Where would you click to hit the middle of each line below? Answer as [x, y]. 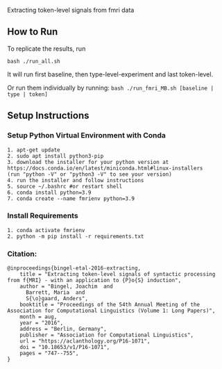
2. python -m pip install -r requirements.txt [76, 236]
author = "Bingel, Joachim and [66, 287]
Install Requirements [43, 216]
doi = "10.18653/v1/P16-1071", [65, 347]
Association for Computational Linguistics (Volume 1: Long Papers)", [111, 311]
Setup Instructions [48, 116]
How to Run [33, 32]
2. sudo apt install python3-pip [55, 156]
